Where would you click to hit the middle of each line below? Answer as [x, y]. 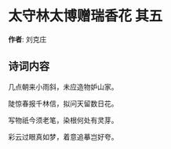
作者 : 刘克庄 [27, 39]
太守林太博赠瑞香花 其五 [85, 16]
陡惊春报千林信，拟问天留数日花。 [63, 104]
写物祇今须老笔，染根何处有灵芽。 [63, 120]
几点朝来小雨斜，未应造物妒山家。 [63, 86]
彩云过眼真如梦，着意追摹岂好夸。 [63, 136]
